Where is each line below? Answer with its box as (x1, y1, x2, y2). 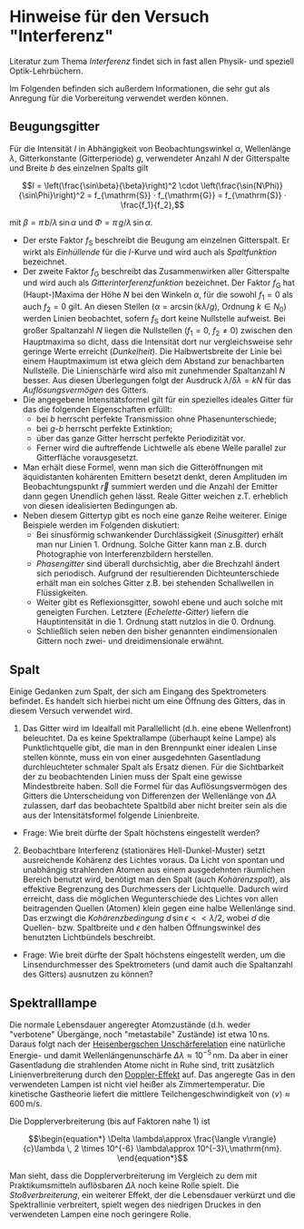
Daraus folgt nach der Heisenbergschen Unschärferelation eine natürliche (9, 1038, 286, 1049)
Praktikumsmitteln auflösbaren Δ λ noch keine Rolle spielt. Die (9, 1179, 240, 1191)
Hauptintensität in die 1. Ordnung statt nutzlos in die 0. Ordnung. (35, 616, 277, 628)
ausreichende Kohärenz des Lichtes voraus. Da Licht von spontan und (22, 855, 285, 866)
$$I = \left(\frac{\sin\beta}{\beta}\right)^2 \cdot (22, 180, 200, 191)
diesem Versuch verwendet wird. (9, 706, 133, 717)
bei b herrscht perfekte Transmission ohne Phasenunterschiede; (35, 413, 277, 424)
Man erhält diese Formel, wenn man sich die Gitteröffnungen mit (22, 461, 263, 473)
